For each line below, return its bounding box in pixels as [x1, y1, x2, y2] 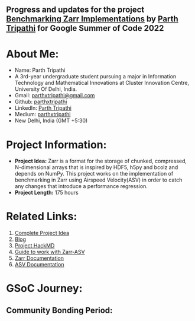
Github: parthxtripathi [14, 98, 67, 106]
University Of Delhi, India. [14, 85, 77, 93]
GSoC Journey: [6, 282, 83, 295]
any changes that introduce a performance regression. [14, 183, 148, 190]
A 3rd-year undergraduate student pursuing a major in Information [14, 73, 177, 80]
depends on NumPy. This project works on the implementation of [14, 170, 174, 177]
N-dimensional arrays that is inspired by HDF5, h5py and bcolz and [14, 164, 178, 171]
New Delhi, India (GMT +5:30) [14, 117, 88, 124]
